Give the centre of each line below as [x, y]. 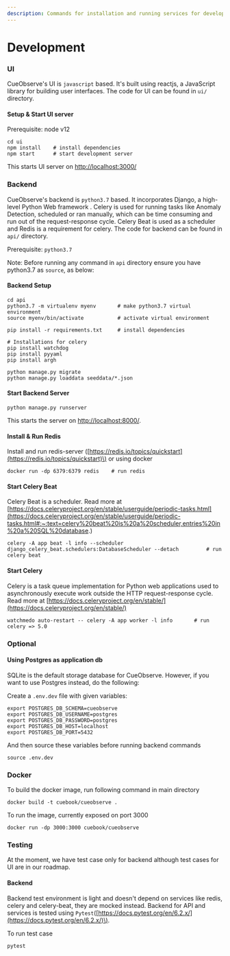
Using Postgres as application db [55, 660]
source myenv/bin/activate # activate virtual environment [108, 318]
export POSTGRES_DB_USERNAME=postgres [62, 714]
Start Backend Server [38, 393]
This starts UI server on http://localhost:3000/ [72, 167]
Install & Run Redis [34, 436]
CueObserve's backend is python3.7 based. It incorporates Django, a [104, 199]
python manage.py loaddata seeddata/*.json [70, 378]
